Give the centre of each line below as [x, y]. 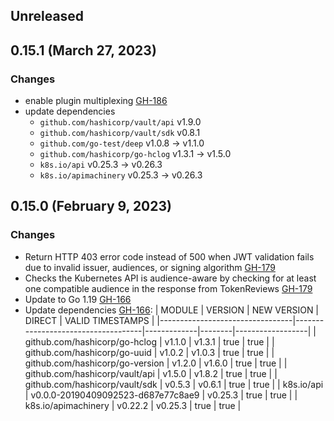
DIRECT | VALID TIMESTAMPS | [89, 320]
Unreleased [47, 16]
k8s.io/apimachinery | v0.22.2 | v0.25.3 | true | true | [133, 405]
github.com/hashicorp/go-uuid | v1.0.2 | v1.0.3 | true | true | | [149, 352]
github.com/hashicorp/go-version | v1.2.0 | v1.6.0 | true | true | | [156, 363]
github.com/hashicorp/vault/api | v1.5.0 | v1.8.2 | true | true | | [151, 373]
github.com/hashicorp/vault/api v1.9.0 [120, 122]
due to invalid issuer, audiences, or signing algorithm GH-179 [150, 267]
